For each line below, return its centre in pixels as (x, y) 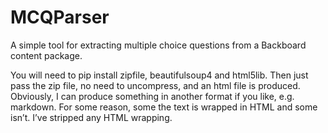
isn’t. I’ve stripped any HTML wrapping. (91, 117)
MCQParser (60, 17)
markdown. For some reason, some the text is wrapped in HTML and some (164, 107)
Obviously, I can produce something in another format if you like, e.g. (152, 96)
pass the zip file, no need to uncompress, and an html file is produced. (155, 85)
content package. (46, 55)
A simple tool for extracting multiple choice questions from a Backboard (158, 45)
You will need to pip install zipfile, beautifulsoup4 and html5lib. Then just (159, 75)
